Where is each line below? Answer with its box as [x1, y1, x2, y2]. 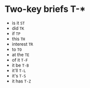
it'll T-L [11, 67, 26, 73]
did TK [11, 25, 24, 31]
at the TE [11, 51, 30, 58]
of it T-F [11, 57, 28, 63]
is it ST [11, 20, 25, 26]
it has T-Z [11, 78, 31, 84]
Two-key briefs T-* [4, 3, 86, 15]
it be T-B [11, 62, 29, 68]
